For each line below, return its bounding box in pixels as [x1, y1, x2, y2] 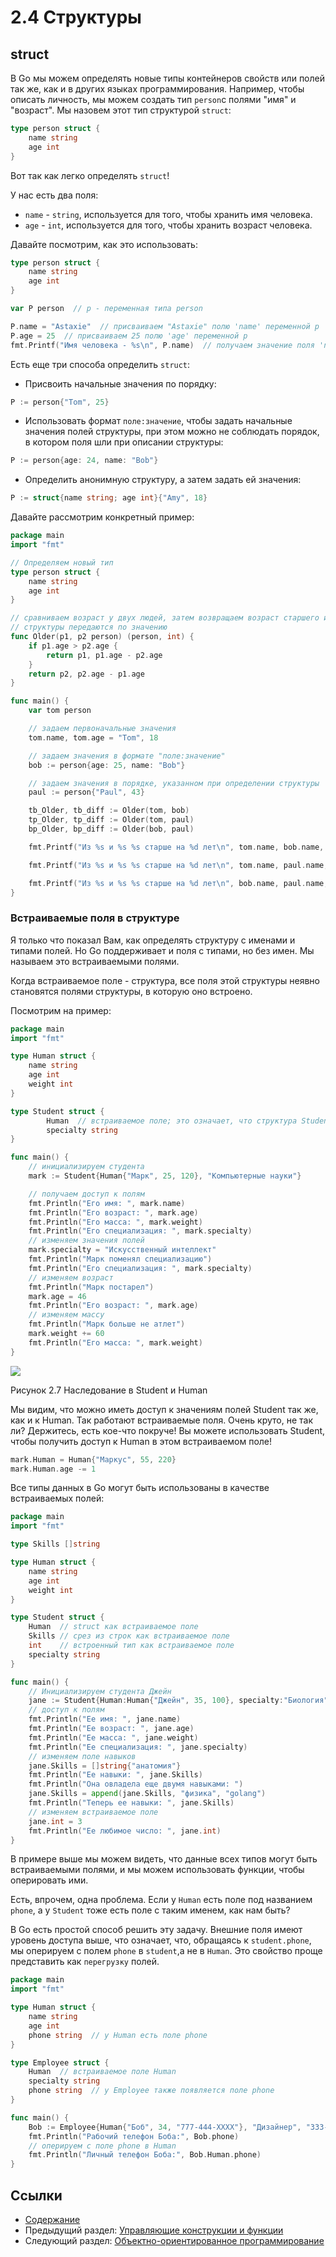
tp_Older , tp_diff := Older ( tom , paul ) [28, 815, 195, 825]
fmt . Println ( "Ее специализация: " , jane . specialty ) [28, 1742, 248, 1752]
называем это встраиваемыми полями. [10, 955, 180, 967]
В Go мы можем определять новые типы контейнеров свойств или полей [10, 72, 326, 84]
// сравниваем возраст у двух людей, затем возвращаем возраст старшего [10, 613, 320, 623]
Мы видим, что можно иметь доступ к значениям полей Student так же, [10, 1403, 319, 1415]
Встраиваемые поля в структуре [10, 911, 180, 925]
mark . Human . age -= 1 [10, 1464, 97, 1474]
